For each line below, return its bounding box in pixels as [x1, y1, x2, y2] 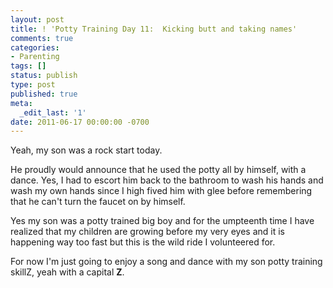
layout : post [10, 14, 65, 25]
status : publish [10, 71, 78, 81]
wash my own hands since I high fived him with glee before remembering [10, 185, 313, 197]
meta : [10, 98, 33, 108]
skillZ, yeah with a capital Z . [10, 266, 125, 278]
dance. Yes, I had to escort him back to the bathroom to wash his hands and [10, 174, 324, 186]
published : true [10, 89, 78, 99]
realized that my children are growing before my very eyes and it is [10, 226, 285, 238]
